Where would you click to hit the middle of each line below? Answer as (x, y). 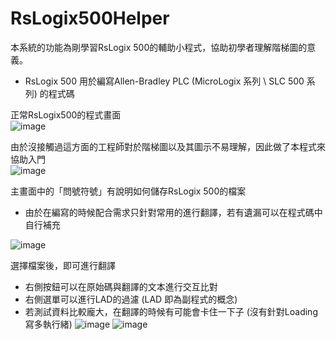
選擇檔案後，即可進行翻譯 (63, 265)
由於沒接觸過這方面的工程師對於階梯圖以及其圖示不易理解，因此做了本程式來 (168, 146)
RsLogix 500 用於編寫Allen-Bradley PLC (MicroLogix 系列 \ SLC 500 (164, 81)
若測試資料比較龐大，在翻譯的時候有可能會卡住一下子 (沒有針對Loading (171, 311)
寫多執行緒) (48, 324)
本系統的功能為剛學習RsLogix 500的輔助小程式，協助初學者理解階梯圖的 (159, 47)
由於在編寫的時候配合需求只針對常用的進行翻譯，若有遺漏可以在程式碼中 (173, 212)
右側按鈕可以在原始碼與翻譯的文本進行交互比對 (121, 286)
